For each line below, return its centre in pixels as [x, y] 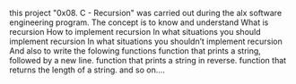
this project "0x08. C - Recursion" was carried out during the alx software [146, 13]
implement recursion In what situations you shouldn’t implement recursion [146, 41]
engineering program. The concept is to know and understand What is [139, 22]
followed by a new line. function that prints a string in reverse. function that [148, 60]
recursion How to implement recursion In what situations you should [135, 32]
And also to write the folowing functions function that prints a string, [135, 51]
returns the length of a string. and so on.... [87, 70]
